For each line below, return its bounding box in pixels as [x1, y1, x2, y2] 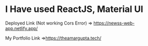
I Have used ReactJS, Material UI [5, 3, 143, 15]
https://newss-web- [93, 20, 135, 26]
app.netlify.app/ [5, 25, 38, 31]
